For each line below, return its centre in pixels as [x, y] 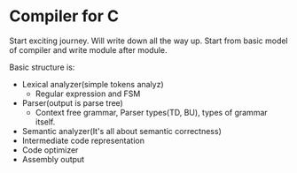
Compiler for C [64, 16]
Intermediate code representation [83, 140]
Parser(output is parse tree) [73, 102]
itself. [45, 122]
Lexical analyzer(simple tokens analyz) [93, 84]
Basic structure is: [42, 67]
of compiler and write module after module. [88, 49]
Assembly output [53, 159]
